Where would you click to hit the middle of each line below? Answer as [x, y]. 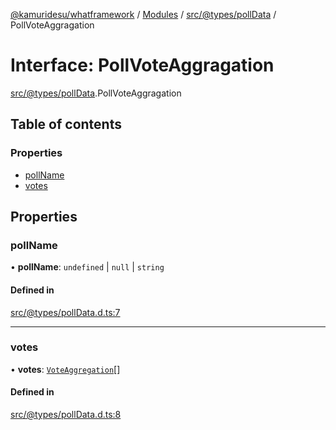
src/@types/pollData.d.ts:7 [65, 312]
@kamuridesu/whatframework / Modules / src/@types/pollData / [143, 14]
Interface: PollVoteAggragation [142, 65]
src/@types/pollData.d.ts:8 [66, 415]
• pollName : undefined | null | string [87, 267]
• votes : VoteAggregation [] [65, 369]
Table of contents [66, 124]
